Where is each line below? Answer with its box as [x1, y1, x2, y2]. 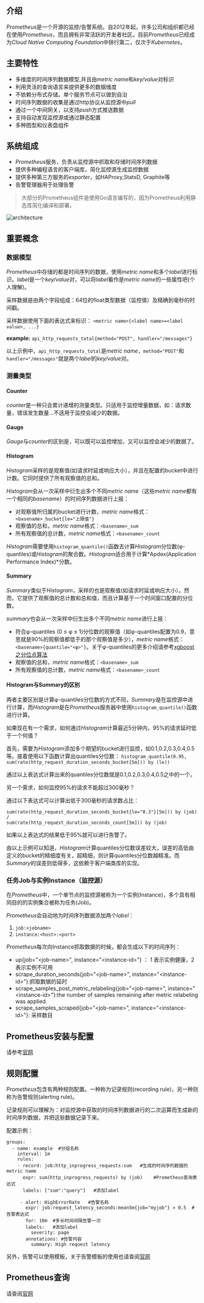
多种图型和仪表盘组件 [15, 121, 69, 128]
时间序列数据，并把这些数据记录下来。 [6, 1114, 102, 1121]
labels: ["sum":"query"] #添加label [22, 1187, 119, 1194]
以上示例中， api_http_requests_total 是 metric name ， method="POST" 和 [6, 347, 185, 354]
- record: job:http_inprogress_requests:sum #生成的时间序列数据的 [17, 1162, 188, 1169]
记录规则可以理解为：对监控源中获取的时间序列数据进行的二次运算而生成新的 [6, 1106, 199, 1114]
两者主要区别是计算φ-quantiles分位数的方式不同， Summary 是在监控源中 [6, 696, 188, 703]
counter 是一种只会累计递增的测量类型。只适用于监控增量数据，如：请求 [6, 402, 186, 409]
